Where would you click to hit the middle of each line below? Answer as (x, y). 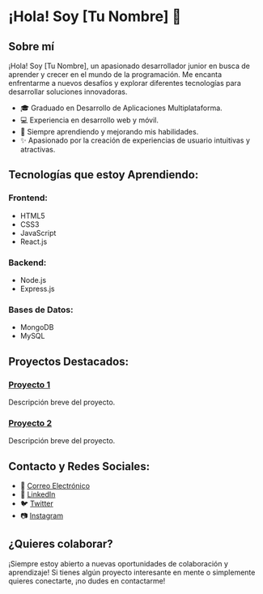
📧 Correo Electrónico (55, 486)
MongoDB (37, 327)
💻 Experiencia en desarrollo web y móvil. (89, 120)
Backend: (28, 263)
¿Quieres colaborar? (61, 544)
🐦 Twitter (37, 504)
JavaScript (38, 233)
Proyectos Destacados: (69, 361)
